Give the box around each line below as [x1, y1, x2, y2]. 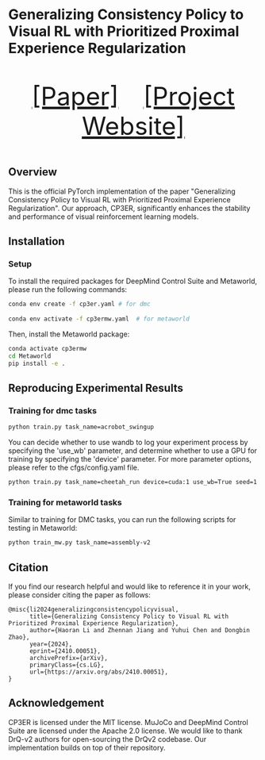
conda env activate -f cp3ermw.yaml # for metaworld [8, 315, 190, 323]
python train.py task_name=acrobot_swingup [8, 423, 155, 432]
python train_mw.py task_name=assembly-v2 [8, 539, 151, 547]
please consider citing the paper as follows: [8, 589, 151, 600]
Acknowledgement [8, 697, 105, 710]
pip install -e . [8, 359, 66, 367]
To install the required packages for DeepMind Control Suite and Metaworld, [8, 276, 258, 286]
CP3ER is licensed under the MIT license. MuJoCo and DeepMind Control [8, 717, 248, 727]
